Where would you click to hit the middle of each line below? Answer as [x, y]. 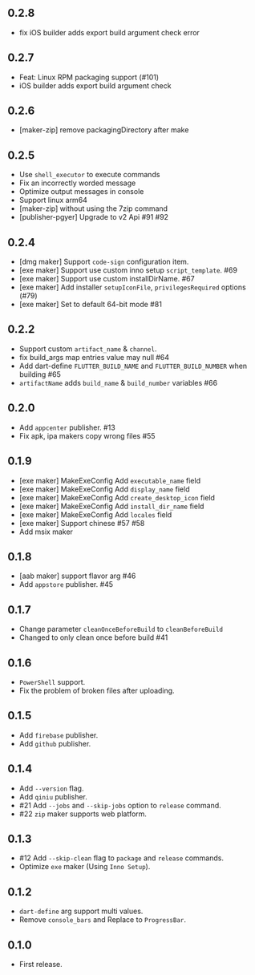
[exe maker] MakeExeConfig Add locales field [95, 514]
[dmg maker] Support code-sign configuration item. [104, 262]
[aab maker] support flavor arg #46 [77, 576]
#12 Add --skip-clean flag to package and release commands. [121, 858]
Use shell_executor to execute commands [89, 175]
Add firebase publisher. [59, 735]
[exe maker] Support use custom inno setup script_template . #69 [128, 270]
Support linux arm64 [53, 200]
